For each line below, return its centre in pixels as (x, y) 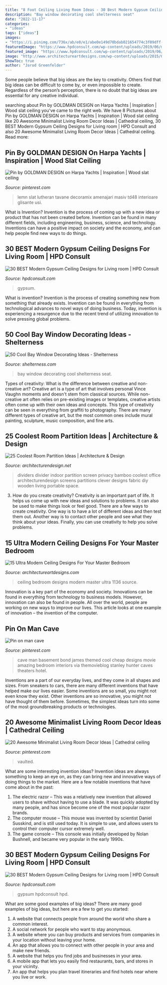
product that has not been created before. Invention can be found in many (81, 217)
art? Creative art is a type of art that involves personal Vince (84, 389)
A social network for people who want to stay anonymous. (72, 929)
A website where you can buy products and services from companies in (86, 934)
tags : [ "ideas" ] (22, 33)
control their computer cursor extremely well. (59, 828)
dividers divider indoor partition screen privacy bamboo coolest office (89, 475)
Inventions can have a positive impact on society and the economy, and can (83, 228)
